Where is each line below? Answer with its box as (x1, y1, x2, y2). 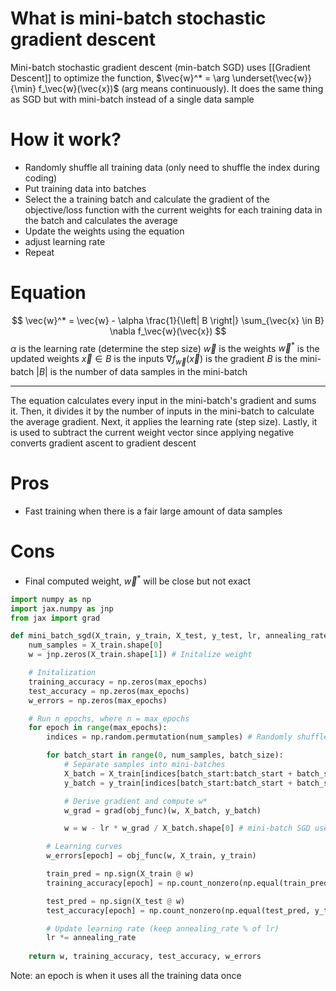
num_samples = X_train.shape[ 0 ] (28, 640, 163, 651)
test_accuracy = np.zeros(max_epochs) (28, 686, 190, 696)
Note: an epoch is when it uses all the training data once (10, 970, 242, 982)
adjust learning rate (24, 235, 106, 247)
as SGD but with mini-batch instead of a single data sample (10, 93, 255, 105)
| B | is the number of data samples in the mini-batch (36, 366, 248, 378)
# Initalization (28, 668, 97, 678)
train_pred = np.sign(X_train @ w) (46, 869, 195, 879)
